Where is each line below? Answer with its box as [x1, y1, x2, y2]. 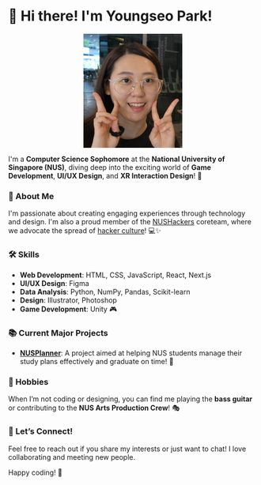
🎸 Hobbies [8, 376, 49, 387]
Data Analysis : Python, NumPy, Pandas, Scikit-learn [19, 287, 191, 296]
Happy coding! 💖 [8, 468, 63, 477]
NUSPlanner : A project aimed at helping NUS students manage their [19, 348, 243, 358]
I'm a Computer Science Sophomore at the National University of [8, 154, 225, 164]
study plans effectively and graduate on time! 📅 [19, 356, 174, 366]
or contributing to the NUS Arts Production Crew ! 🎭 [8, 403, 180, 413]
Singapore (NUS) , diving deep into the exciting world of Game [8, 163, 212, 172]
